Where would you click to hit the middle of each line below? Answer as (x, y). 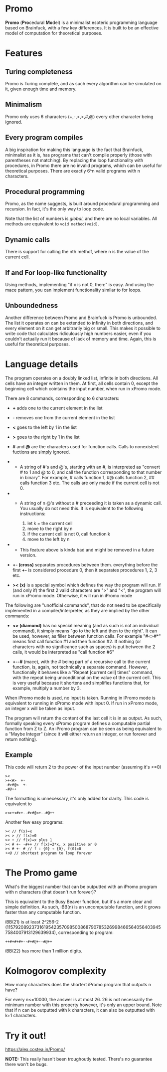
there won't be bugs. (27, 1065)
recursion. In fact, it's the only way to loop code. (55, 209)
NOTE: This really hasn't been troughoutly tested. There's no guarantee (79, 1059)
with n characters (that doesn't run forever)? (51, 892)
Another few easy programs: (34, 822)
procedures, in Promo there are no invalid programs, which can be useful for (83, 166)
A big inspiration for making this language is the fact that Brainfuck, (74, 150)
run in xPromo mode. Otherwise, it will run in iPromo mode (72, 595)
